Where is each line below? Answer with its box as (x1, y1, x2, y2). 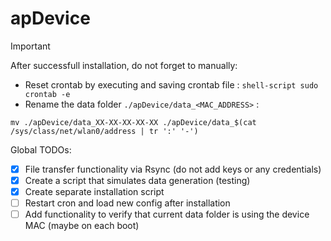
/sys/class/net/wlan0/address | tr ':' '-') (10, 126, 199, 136)
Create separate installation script (24, 186, 165, 198)
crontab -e (24, 89, 71, 99)
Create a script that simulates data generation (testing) (24, 175, 251, 186)
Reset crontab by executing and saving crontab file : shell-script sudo (24, 78, 319, 91)
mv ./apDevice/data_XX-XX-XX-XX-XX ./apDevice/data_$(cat (10, 117, 257, 127)
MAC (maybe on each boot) (24, 220, 140, 232)
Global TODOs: (10, 143, 72, 156)
